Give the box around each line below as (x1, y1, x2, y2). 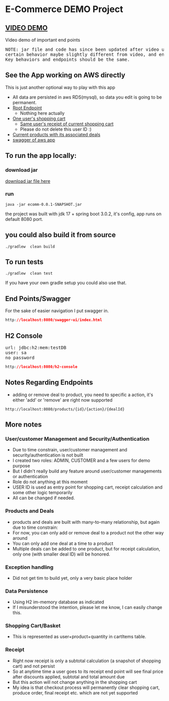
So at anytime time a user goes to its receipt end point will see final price (12, 668, 163, 674)
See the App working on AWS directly (5, 71, 126, 80)
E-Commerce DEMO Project (5, 4, 123, 15)
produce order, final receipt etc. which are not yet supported (12, 689, 138, 695)
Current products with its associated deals (12, 131, 101, 137)
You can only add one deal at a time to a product (12, 540, 114, 547)
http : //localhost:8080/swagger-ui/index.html (5, 318, 102, 323)
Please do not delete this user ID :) (20, 126, 92, 132)
